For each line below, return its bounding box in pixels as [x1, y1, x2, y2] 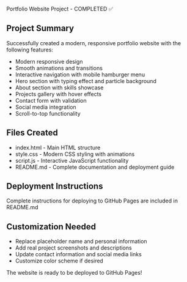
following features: [6, 46, 54, 53]
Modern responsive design [15, 58, 83, 65]
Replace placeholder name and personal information [15, 238, 148, 245]
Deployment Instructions [6, 181, 103, 191]
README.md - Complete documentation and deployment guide [15, 163, 175, 171]
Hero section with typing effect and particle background [15, 77, 157, 84]
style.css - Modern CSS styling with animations [15, 150, 135, 158]
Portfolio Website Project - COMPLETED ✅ [6, 6, 114, 12]
